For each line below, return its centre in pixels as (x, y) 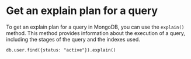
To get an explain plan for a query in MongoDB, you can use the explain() (95, 27)
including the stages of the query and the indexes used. (73, 39)
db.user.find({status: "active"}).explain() (61, 50)
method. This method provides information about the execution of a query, (96, 33)
